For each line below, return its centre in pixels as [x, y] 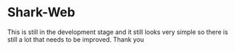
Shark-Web [41, 12]
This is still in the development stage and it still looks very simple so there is [118, 32]
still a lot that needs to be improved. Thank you [76, 39]
